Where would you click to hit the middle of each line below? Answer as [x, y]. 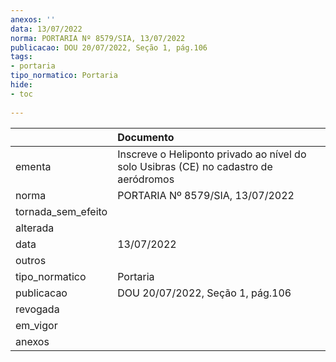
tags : [21, 57]
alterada [35, 228]
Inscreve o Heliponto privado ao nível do [212, 154]
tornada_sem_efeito [61, 211]
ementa [33, 166]
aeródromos [146, 179]
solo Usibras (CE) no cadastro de [195, 166]
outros [31, 260]
